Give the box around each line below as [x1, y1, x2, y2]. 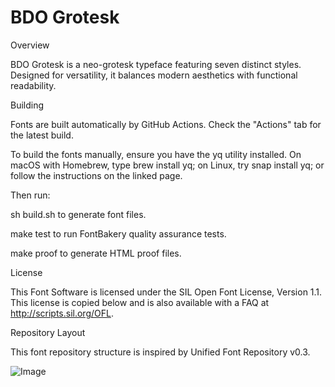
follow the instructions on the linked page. [10, 169, 183, 181]
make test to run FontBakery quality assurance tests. [10, 227, 227, 240]
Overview [10, 39, 50, 51]
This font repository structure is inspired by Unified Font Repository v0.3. [10, 346, 311, 358]
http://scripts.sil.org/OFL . [10, 307, 114, 319]
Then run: [10, 189, 51, 201]
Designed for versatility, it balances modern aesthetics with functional [10, 69, 298, 81]
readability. [10, 79, 57, 91]
